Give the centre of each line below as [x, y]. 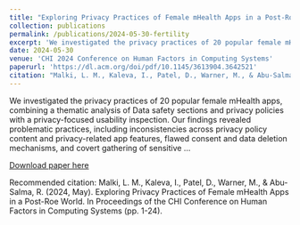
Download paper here [49, 165]
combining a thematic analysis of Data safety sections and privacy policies [146, 110]
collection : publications [57, 26]
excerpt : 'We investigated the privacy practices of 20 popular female [145, 42]
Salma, [22, 191]
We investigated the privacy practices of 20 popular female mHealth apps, [146, 100]
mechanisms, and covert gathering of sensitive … [100, 148]
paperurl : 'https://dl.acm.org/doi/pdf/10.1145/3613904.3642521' [133, 68]
